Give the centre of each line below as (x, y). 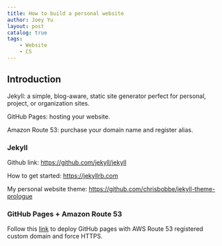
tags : (15, 39)
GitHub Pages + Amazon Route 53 (65, 214)
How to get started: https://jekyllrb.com (63, 175)
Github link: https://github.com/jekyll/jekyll (67, 162)
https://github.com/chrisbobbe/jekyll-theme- (152, 188)
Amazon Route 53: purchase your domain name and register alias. (100, 130)
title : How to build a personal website (66, 13)
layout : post (26, 26)
